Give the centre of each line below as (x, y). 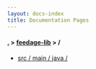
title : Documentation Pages (48, 20)
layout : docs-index (36, 14)
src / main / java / (42, 58)
